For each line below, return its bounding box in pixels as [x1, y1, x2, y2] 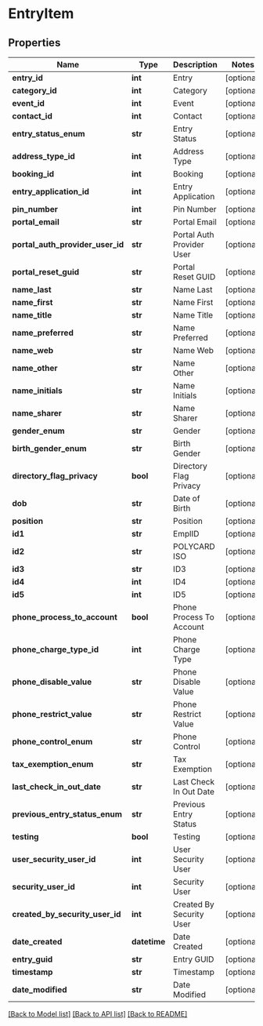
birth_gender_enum [12, 443, 88, 453]
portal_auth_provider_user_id [12, 239, 124, 249]
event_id [12, 98, 45, 108]
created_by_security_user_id [12, 909, 121, 919]
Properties [8, 36, 61, 49]
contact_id [12, 111, 52, 122]
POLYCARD [173, 541, 215, 551]
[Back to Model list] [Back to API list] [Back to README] [8, 1010, 188, 1018]
